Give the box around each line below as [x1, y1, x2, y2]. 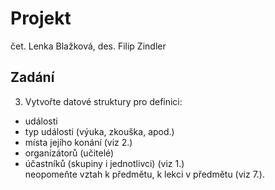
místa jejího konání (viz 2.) [24, 136, 133, 148]
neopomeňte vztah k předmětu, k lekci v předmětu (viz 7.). [24, 168, 265, 180]
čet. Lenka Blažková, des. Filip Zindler [10, 40, 167, 52]
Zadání [10, 69, 55, 86]
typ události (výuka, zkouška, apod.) [24, 125, 175, 137]
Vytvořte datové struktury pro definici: [24, 95, 183, 107]
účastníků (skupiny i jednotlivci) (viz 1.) [24, 157, 185, 169]
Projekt [10, 7, 72, 30]
